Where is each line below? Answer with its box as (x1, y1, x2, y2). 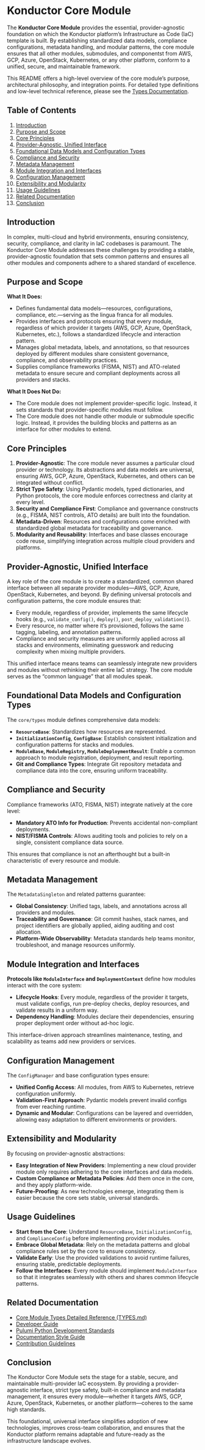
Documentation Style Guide (15, 1333, 85, 1340)
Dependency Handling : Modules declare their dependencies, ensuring (15, 1013, 194, 1020)
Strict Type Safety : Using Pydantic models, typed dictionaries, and (15, 486, 185, 493)
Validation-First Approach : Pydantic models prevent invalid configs (15, 1097, 187, 1104)
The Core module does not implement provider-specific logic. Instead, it (15, 400, 197, 407)
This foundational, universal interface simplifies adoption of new (7, 1418, 168, 1425)
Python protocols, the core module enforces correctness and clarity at (15, 492, 193, 499)
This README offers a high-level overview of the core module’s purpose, (7, 74, 190, 82)
